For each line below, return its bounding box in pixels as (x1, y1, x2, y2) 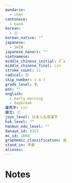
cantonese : (5, 17, 28, 22)
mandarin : (5, 7, 26, 13)
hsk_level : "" (5, 119, 35, 124)
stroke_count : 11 (5, 68, 41, 73)
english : (5, 91, 23, 96)
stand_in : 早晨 (5, 142, 35, 148)
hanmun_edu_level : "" (5, 124, 50, 129)
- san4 (9, 21, 23, 27)
